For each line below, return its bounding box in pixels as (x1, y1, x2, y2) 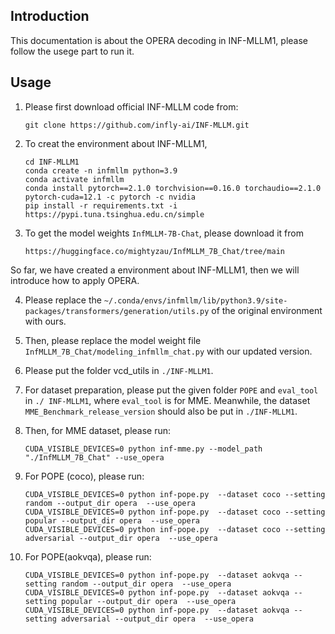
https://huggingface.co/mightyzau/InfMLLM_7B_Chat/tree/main (24, 246, 286, 256)
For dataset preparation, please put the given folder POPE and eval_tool (24, 384, 319, 396)
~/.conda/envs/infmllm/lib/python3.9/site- (103, 295, 288, 306)
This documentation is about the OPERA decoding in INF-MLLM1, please (10, 34, 308, 46)
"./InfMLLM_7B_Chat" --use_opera (24, 452, 165, 463)
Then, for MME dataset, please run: (24, 424, 172, 436)
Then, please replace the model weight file (24, 334, 202, 346)
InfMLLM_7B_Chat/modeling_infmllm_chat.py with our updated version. (24, 345, 313, 357)
